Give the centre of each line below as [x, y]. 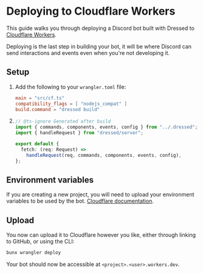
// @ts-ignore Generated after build [63, 121]
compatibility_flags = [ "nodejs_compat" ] [71, 104]
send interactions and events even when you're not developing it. [88, 52]
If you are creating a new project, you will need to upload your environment [100, 195]
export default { [37, 144]
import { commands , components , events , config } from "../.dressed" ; [106, 127]
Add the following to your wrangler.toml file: [71, 87]
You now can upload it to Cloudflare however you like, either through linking [101, 235]
